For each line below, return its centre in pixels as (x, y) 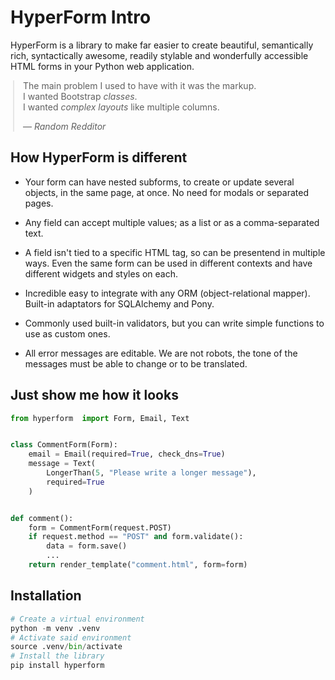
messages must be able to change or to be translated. (136, 363)
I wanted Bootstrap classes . (80, 96)
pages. (39, 203)
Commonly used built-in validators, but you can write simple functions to (174, 323)
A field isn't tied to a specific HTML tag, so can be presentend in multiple (175, 252)
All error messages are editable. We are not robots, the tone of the (161, 353)
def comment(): (42, 518)
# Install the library (57, 656)
